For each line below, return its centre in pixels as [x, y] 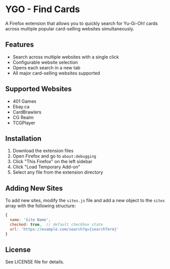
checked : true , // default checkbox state [56, 224]
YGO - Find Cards [43, 9]
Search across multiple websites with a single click [66, 57]
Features [20, 45]
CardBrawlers [27, 112]
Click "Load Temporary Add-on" [46, 167]
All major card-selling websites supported [56, 73]
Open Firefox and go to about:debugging [54, 156]
